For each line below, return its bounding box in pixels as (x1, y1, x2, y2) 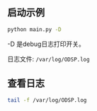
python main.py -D (7, 25, 62, 33)
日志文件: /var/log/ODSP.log (7, 54, 90, 63)
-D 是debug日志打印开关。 (7, 40, 85, 48)
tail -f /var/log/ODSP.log (7, 96, 87, 104)
